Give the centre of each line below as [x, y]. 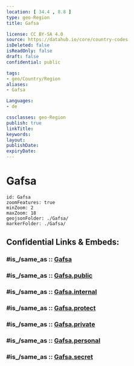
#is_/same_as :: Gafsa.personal [53, 341]
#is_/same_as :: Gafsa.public [49, 276]
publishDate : [23, 146]
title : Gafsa [23, 23]
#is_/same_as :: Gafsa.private [51, 324]
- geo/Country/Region [33, 79]
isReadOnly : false [29, 51]
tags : [13, 73]
